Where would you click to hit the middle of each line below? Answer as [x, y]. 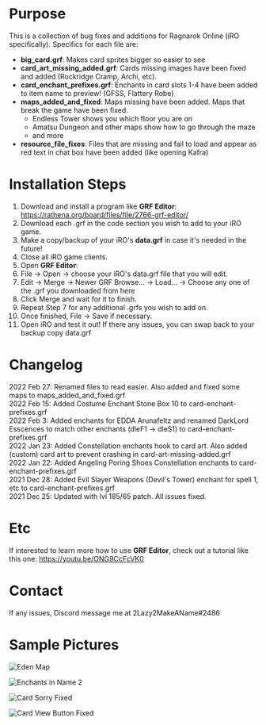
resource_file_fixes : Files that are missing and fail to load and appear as [138, 144]
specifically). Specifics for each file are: [74, 44]
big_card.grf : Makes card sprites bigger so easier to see [113, 59]
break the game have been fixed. [74, 110]
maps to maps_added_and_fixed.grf [67, 395]
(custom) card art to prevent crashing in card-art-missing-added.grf [120, 454]
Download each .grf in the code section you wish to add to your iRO [131, 223]
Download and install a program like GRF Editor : [99, 206]
